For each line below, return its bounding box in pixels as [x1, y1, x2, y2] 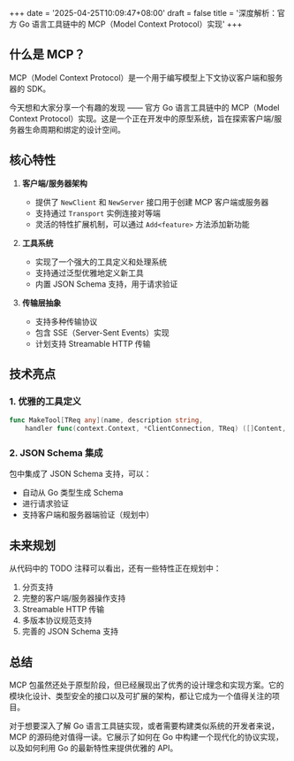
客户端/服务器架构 [21, 178, 88, 188]
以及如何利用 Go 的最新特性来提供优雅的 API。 [9, 742, 178, 753]
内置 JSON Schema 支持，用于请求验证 [34, 278, 178, 289]
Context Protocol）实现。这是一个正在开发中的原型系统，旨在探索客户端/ [9, 113, 275, 124]
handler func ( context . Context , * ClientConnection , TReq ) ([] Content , [25, 424, 287, 434]
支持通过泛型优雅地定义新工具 [34, 267, 144, 278]
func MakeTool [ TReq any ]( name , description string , [9, 416, 203, 425]
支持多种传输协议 [34, 316, 98, 327]
